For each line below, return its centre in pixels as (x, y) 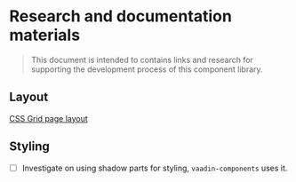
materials (45, 35)
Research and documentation (121, 16)
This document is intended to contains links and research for (142, 59)
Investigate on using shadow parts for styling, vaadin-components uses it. (155, 168)
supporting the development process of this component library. (147, 69)
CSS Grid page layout (49, 118)
